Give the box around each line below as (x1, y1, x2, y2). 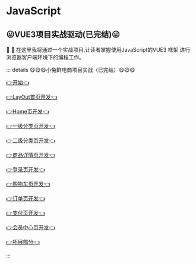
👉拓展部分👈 (6, 238, 40, 245)
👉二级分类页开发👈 (6, 137, 56, 144)
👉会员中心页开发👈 (6, 224, 56, 231)
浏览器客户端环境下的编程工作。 (6, 54, 84, 61)
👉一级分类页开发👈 (6, 122, 56, 129)
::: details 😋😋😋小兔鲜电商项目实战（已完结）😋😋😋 (6, 67, 135, 73)
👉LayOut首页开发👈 (6, 93, 58, 100)
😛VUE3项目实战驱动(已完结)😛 (6, 29, 120, 39)
